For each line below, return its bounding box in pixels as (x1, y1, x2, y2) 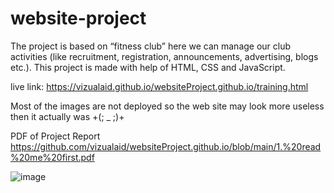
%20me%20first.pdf (10, 151, 95, 163)
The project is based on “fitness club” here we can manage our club (10, 40, 292, 52)
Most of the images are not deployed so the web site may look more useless (10, 100, 325, 112)
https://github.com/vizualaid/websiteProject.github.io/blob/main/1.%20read (10, 140, 322, 152)
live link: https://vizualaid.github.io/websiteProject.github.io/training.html (10, 80, 309, 92)
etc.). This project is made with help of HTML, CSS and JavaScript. (10, 61, 286, 73)
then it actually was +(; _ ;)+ (10, 110, 125, 122)
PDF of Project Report (10, 130, 101, 142)
